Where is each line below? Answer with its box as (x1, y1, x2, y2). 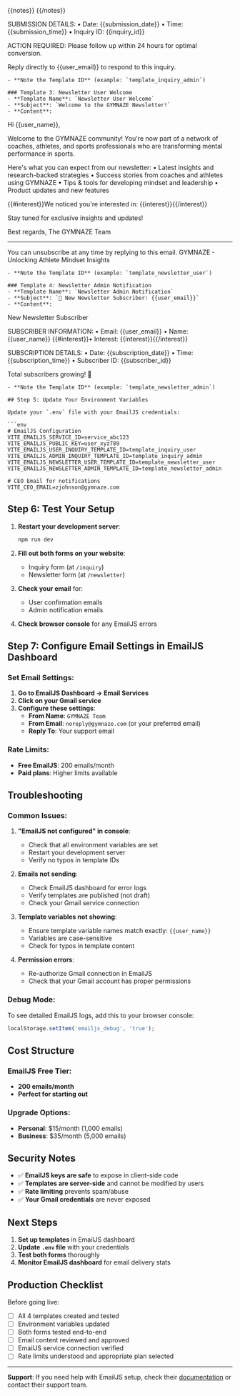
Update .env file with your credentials (17, 1243, 129, 1252)
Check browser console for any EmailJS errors (17, 619, 157, 628)
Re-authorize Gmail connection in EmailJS (28, 969, 152, 978)
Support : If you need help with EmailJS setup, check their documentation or (7, 1373, 231, 1382)
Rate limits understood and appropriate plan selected (17, 1352, 174, 1360)
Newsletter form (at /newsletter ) (28, 570, 126, 579)
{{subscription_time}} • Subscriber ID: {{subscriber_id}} (7, 357, 171, 364)
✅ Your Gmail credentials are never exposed (17, 1195, 151, 1204)
